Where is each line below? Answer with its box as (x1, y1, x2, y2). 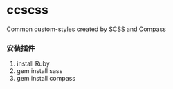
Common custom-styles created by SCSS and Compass (6, 25, 167, 33)
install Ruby (16, 59, 50, 68)
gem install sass (16, 67, 63, 75)
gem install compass (16, 75, 76, 83)
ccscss (6, 2, 49, 18)
